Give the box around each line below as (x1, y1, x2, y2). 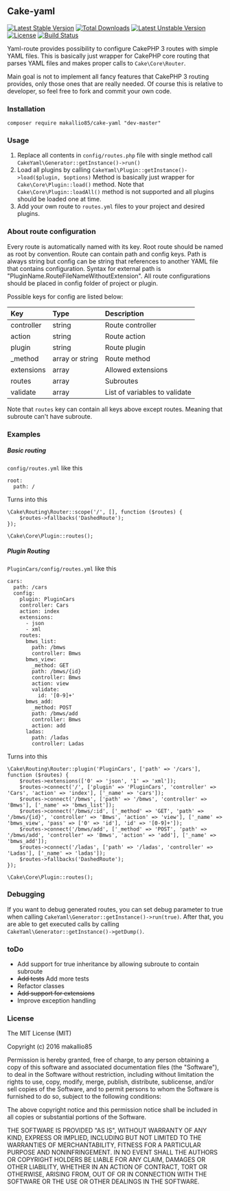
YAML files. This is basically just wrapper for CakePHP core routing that (7, 52, 210, 60)
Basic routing (7, 446, 47, 455)
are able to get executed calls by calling (7, 919, 119, 928)
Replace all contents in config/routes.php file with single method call (16, 151, 213, 160)
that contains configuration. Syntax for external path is (7, 264, 161, 272)
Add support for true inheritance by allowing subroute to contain (16, 960, 199, 968)
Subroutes (104, 376, 139, 386)
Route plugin (104, 342, 146, 352)
